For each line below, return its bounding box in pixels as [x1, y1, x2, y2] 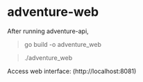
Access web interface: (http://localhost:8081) [7, 67, 137, 75]
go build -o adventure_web [24, 40, 102, 48]
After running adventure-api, [7, 27, 89, 35]
